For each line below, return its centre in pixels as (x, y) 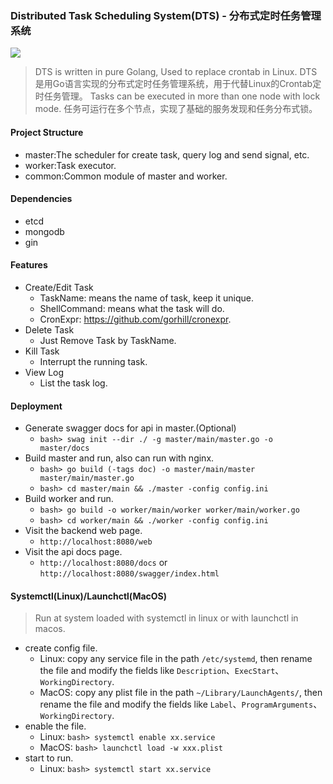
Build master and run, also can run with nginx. (119, 458)
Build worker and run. (69, 499)
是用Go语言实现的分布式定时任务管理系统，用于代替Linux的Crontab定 (178, 84)
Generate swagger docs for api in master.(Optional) (130, 428)
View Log (44, 372)
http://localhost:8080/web (96, 542)
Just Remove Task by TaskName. (108, 340)
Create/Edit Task (59, 287)
